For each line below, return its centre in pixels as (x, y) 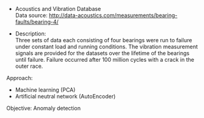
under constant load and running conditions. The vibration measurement (106, 46)
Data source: (31, 15)
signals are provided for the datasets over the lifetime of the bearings (102, 53)
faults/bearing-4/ (37, 22)
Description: (31, 34)
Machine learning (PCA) (45, 90)
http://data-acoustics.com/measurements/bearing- (113, 15)
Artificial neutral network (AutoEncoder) (65, 96)
